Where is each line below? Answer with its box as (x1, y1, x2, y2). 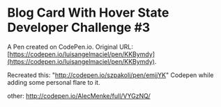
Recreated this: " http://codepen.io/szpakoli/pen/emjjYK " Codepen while (7, 71, 214, 79)
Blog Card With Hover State (7, 5, 169, 21)
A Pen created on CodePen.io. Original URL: (7, 42, 134, 51)
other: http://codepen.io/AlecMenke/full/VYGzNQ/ (7, 92, 151, 100)
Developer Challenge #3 (7, 19, 151, 35)
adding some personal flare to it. (7, 78, 100, 86)
